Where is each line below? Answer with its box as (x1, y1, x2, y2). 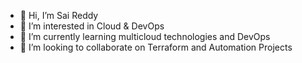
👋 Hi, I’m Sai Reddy (19, 10, 99, 21)
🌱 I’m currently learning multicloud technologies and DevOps (19, 31, 271, 42)
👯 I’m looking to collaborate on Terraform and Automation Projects (19, 41, 293, 53)
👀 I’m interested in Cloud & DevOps (19, 20, 165, 32)
